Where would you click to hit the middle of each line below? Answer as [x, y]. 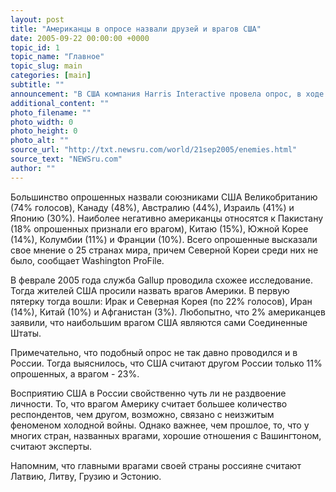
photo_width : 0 [42, 122]
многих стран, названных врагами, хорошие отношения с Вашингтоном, [166, 435]
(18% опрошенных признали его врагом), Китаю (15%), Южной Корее [159, 228]
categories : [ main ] [51, 76]
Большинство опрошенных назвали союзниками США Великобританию [164, 197]
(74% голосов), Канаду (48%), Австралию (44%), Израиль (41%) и [152, 207]
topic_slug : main [46, 66]
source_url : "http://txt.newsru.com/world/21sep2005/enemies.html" [154, 150]
